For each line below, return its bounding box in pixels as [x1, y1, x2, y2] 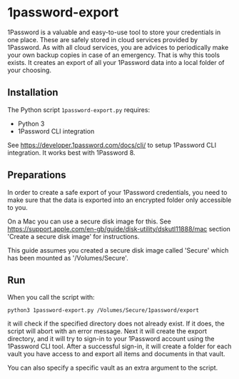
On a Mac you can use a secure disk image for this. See [7, 217, 171, 226]
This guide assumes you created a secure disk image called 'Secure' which [7, 246, 229, 254]
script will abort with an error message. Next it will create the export [7, 327, 207, 335]
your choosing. [7, 66, 52, 74]
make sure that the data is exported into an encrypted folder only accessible [7, 196, 232, 204]
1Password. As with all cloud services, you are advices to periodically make [7, 43, 229, 51]
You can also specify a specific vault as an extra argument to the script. [7, 363, 218, 372]
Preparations [7, 169, 66, 181]
